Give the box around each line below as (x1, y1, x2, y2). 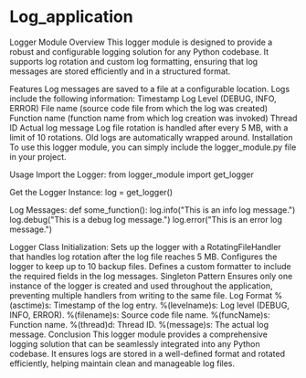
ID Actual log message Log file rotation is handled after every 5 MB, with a (9, 121, 289, 133)
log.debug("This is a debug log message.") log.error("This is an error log (9, 214, 283, 225)
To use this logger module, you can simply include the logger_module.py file (9, 142, 297, 152)
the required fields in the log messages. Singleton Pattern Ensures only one (9, 270, 293, 281)
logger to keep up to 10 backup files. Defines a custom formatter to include (9, 260, 291, 271)
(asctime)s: (9, 299, 52, 310)
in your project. (9, 151, 67, 162)
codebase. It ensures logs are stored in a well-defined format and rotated (9, 348, 286, 359)
